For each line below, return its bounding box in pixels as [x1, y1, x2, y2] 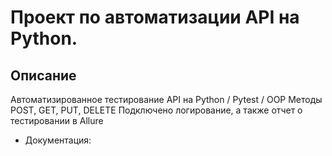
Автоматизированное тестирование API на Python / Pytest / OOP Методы [10, 94, 323, 105]
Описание [10, 67, 77, 84]
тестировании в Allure [10, 115, 104, 126]
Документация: [24, 134, 92, 146]
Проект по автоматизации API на [10, 6, 300, 29]
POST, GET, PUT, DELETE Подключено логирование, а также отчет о [10, 104, 303, 116]
